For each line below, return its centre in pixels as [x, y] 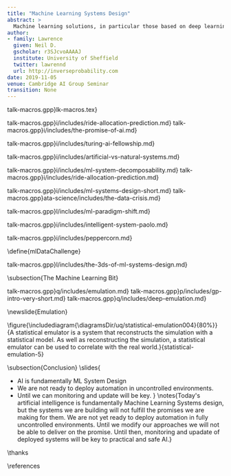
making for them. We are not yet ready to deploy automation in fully [112, 418]
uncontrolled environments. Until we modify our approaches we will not [118, 425]
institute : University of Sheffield [66, 58]
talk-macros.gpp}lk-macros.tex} [52, 110]
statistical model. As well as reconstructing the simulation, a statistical [106, 340]
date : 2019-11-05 [32, 77]
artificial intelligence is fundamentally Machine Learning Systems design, [120, 403]
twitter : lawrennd [40, 65]
